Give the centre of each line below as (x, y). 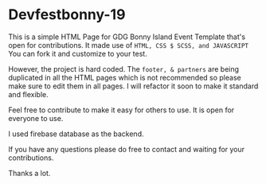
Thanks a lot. (29, 173)
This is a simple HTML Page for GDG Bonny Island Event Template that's (127, 37)
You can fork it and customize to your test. (78, 53)
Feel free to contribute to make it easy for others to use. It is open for (121, 110)
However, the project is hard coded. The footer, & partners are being (124, 69)
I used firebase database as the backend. (76, 134)
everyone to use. (36, 118)
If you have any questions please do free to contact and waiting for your (127, 149)
